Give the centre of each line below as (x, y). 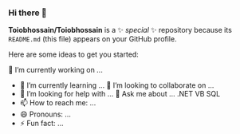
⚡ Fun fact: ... (41, 124)
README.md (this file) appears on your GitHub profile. (92, 39)
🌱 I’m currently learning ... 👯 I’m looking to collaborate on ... (117, 85)
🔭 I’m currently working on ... (56, 70)
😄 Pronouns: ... (45, 114)
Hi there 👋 (28, 13)
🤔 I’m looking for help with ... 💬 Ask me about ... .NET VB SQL (120, 94)
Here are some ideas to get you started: (74, 54)
